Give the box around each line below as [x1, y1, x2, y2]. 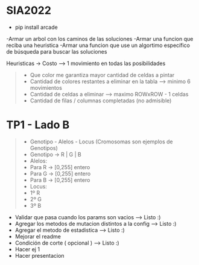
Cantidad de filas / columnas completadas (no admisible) [30, 97, 172, 104]
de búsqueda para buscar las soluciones [6, 48, 107, 55]
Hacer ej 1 [14, 245, 40, 253]
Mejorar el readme [14, 232, 62, 240]
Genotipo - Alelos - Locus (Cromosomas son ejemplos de [30, 138, 173, 145]
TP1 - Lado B [6, 118, 70, 132]
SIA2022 [6, 4, 51, 17]
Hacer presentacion [14, 252, 65, 259]
